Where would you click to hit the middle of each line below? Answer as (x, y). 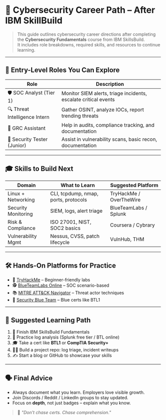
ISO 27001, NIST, (71, 222)
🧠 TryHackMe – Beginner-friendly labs (51, 280)
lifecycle (60, 242)
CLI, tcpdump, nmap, (74, 193)
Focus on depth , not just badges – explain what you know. (71, 403)
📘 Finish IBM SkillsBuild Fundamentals (51, 332)
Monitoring (20, 214)
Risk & (15, 222)
